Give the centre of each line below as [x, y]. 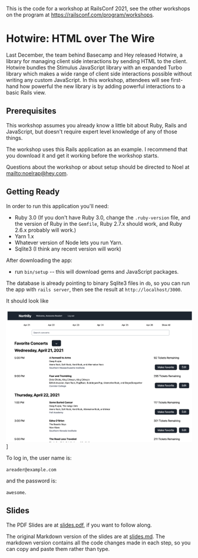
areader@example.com [32, 470]
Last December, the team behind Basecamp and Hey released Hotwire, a [94, 55]
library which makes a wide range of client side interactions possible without [99, 74]
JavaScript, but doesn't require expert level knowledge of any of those [92, 132]
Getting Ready [33, 192]
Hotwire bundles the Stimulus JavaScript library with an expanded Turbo [94, 67]
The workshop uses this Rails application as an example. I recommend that [97, 149]
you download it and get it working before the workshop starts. [82, 155]
